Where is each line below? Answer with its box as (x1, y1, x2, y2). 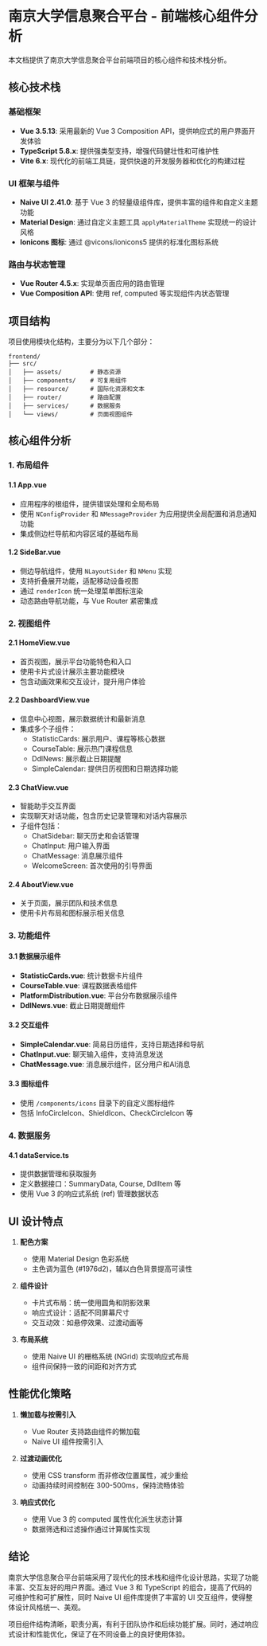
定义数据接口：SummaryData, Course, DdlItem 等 (19, 1179, 181, 1189)
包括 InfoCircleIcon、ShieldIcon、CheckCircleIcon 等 (19, 1108, 193, 1118)
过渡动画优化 (19, 1453, 62, 1463)
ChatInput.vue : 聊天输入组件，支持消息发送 (19, 1049, 164, 1059)
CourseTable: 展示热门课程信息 (31, 744, 133, 753)
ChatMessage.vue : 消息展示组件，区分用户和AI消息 (19, 1059, 191, 1069)
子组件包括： (19, 821, 62, 831)
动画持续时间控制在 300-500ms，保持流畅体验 (31, 1480, 184, 1490)
